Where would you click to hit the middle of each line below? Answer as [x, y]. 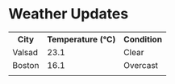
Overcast [141, 65]
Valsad [25, 52]
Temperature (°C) [81, 39]
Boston [26, 65]
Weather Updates [69, 14]
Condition [143, 39]
